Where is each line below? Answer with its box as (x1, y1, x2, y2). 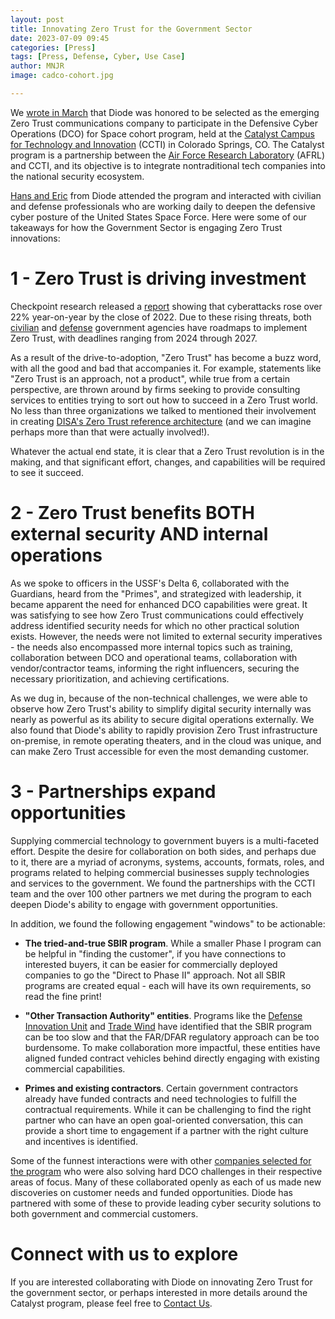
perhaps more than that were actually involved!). (10, 426, 210, 438)
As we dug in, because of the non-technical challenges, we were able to (10, 692, 308, 704)
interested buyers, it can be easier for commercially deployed (24, 958, 278, 970)
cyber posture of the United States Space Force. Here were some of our (10, 211, 307, 223)
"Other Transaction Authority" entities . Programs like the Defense (24, 1009, 303, 1021)
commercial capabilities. (24, 1062, 126, 1075)
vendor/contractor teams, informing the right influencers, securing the (10, 662, 300, 674)
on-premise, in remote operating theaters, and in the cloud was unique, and (10, 734, 322, 746)
